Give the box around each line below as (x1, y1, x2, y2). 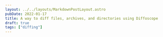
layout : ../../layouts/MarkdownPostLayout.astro (5, 7, 106, 12)
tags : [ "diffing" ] (5, 25, 42, 30)
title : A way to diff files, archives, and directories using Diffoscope (5, 16, 159, 21)
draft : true (5, 20, 29, 25)
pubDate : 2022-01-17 (5, 12, 47, 16)
